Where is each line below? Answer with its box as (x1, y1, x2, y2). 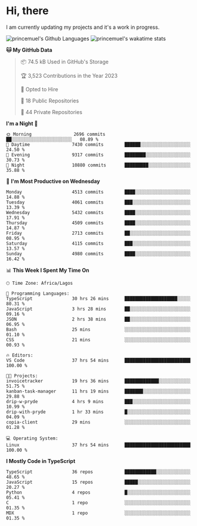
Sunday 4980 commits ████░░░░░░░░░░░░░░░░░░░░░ (6, 251, 191, 257)
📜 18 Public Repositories (20, 97, 79, 104)
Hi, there (6, 4, 49, 18)
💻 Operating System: (6, 435, 59, 441)
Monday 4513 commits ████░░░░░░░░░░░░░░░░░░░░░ (6, 189, 191, 195)
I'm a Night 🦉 (6, 119, 38, 127)
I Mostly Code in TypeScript (6, 457, 75, 464)
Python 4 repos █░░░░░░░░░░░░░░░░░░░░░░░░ (6, 490, 191, 495)
